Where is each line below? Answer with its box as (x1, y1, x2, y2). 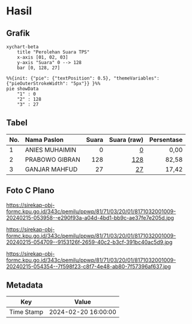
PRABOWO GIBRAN (25, 155, 80, 163)
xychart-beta (6, 44, 39, 50)
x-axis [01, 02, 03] (17, 54, 68, 60)
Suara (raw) (109, 135, 144, 144)
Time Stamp (9, 308, 44, 316)
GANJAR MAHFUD (25, 165, 78, 173)
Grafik (6, 28, 30, 38)
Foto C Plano (6, 186, 55, 196)
